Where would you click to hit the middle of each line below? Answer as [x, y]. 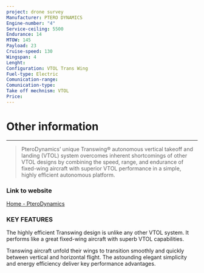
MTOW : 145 [19, 40]
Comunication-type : [31, 86]
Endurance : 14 [24, 35]
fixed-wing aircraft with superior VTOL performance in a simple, [101, 168]
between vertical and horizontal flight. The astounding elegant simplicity [97, 257]
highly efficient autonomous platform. [68, 175]
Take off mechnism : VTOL [38, 91]
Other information [53, 126]
